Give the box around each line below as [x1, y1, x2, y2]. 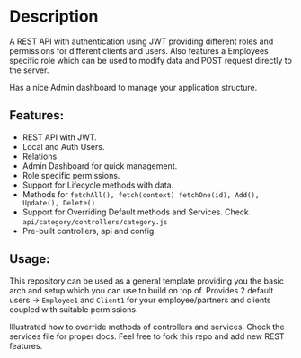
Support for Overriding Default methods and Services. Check [22, 206, 249, 217]
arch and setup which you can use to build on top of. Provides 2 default [9, 284, 274, 295]
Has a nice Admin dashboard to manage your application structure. [9, 82, 258, 92]
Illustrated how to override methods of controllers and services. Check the [9, 321, 285, 332]
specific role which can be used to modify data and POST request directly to [9, 55, 292, 65]
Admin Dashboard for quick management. [22, 160, 178, 171]
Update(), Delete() [22, 198, 96, 207]
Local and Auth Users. [22, 141, 105, 152]
